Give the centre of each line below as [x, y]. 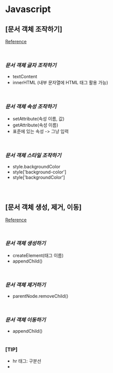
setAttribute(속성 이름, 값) [38, 118]
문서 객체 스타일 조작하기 [33, 155]
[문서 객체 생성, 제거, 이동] [43, 207]
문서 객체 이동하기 [26, 320]
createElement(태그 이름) [38, 255]
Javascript [28, 9]
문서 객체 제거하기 [26, 285]
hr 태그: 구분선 [27, 361]
